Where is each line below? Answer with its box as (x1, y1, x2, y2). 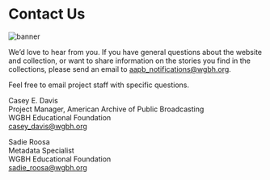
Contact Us (8, 5, 86, 23)
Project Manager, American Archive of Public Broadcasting (8, 104, 205, 114)
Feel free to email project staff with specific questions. (8, 80, 190, 90)
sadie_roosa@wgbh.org (8, 162, 87, 172)
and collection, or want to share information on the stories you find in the (8, 56, 251, 65)
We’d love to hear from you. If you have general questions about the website (8, 47, 263, 57)
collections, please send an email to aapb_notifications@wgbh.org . (8, 64, 232, 73)
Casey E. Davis (8, 95, 58, 105)
